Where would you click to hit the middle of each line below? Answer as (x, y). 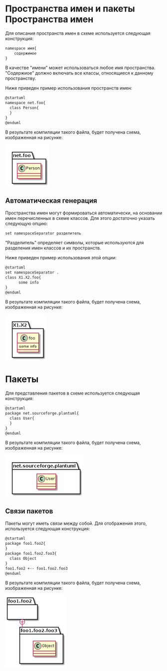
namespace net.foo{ (25, 103)
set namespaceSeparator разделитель (43, 233)
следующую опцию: (27, 223)
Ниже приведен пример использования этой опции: (61, 257)
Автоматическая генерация (51, 201)
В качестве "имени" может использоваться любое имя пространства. (80, 68)
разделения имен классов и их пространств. (53, 248)
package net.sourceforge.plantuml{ (42, 413)
